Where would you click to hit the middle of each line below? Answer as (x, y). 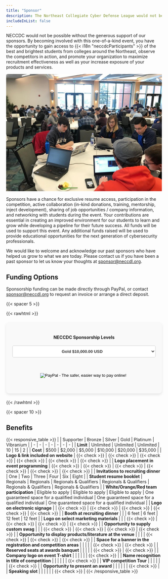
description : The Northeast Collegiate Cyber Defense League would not (81, 16)
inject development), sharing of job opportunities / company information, (80, 210)
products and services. (30, 67)
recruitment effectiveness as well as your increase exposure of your (75, 62)
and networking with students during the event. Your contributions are (78, 215)
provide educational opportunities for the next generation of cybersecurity (82, 236)
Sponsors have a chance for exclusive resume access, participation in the (81, 199)
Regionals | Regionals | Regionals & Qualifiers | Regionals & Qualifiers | (78, 482)
